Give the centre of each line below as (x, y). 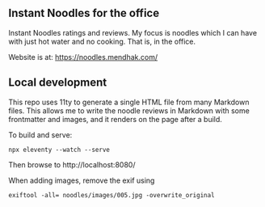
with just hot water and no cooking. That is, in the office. (102, 41)
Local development (58, 83)
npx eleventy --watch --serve (59, 150)
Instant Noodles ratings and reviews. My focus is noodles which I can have (132, 32)
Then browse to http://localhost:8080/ (72, 164)
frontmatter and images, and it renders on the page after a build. (115, 119)
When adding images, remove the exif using (82, 180)
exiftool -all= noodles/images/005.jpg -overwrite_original (112, 195)
